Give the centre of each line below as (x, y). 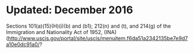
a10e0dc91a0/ (23, 44)
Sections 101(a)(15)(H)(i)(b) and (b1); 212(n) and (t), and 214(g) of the (89, 26)
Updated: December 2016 (70, 10)
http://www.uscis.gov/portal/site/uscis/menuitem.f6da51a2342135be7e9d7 (98, 38)
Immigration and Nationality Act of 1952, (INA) (61, 32)
